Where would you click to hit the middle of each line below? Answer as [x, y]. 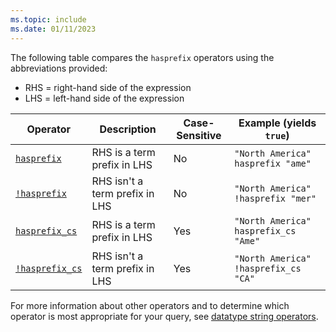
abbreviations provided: [59, 68]
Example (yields [277, 123]
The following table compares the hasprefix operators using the [142, 57]
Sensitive [199, 135]
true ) [277, 135]
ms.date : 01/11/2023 [53, 29]
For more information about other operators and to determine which [150, 305]
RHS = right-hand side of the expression [108, 87]
